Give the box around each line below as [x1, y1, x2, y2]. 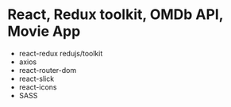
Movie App [7, 22, 81, 40]
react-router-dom [18, 65, 77, 75]
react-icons [18, 82, 57, 92]
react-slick [18, 74, 55, 83]
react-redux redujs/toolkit [18, 48, 103, 58]
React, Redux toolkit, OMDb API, [7, 6, 224, 24]
